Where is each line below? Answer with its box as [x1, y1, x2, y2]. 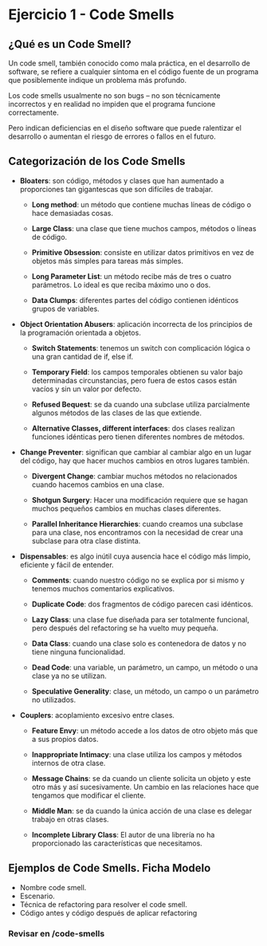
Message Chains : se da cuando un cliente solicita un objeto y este [31, 773, 251, 783]
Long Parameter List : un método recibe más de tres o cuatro [31, 271, 232, 281]
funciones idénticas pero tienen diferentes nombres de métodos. [31, 432, 245, 442]
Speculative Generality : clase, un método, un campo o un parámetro [31, 686, 259, 696]
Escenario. [19, 891, 56, 901]
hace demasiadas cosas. [31, 208, 114, 218]
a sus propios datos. [31, 734, 99, 744]
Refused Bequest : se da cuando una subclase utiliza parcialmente [31, 399, 250, 409]
